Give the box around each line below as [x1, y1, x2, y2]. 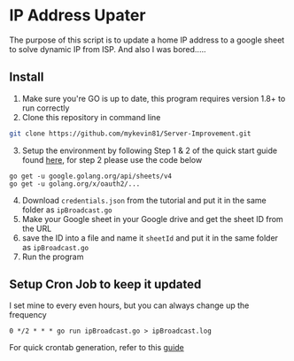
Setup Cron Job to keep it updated [9, 277, 202, 292]
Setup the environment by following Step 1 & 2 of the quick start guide [21, 145, 277, 156]
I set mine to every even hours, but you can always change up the [9, 300, 250, 311]
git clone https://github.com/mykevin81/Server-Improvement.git [9, 129, 251, 138]
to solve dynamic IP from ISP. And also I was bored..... [9, 43, 206, 54]
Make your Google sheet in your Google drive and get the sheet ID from [21, 213, 283, 224]
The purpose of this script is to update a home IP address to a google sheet [9, 35, 285, 45]
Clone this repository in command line [21, 111, 161, 122]
